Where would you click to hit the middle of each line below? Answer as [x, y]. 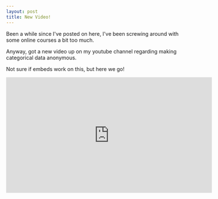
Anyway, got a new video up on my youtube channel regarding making [91, 51]
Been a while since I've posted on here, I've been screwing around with [93, 33]
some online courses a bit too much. [50, 40]
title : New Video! [28, 17]
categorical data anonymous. [41, 58]
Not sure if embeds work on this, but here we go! [66, 69]
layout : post [22, 11]
